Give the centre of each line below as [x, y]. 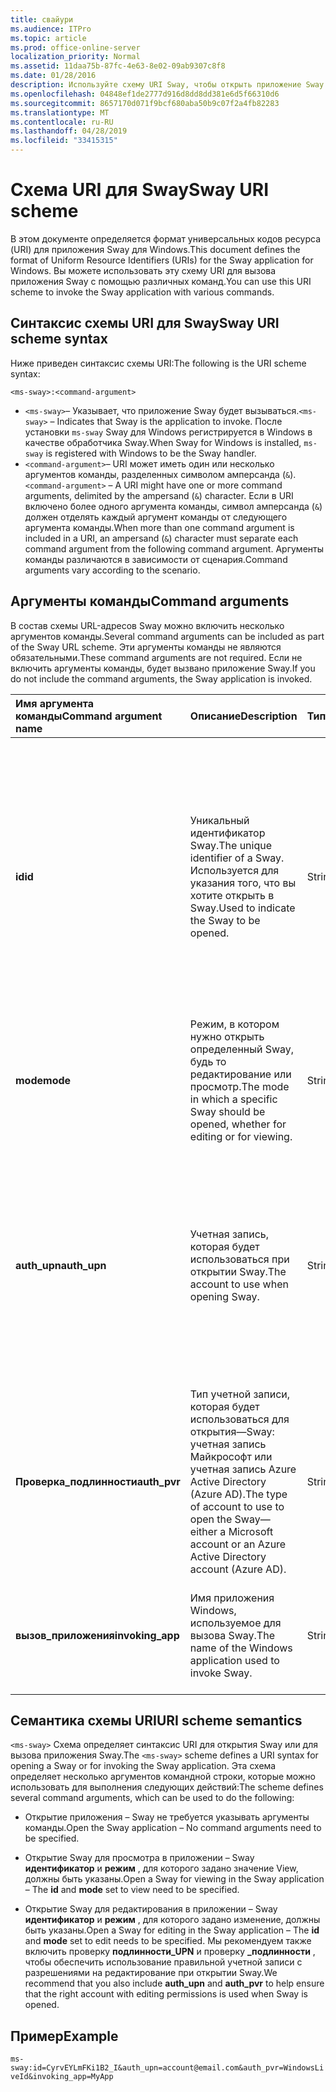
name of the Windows [241, 1648]
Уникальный [219, 820]
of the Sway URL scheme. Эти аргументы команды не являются [146, 647]
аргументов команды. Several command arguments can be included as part [167, 636]
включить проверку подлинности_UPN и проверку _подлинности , [170, 1952]
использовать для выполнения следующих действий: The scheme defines [167, 1787]
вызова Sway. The [232, 1635]
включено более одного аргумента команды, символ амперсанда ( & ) [173, 506]
